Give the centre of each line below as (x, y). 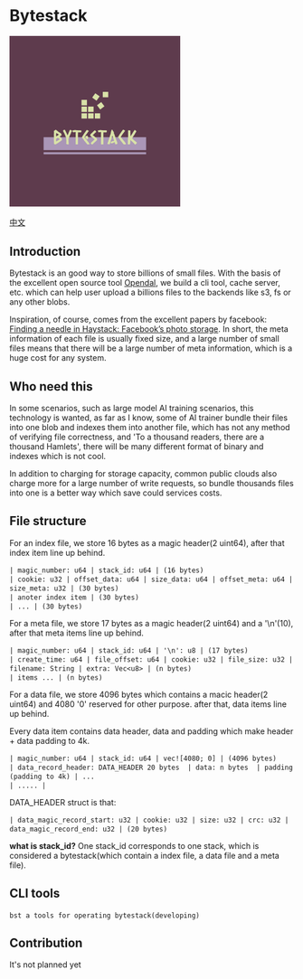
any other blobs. (40, 302)
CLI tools (35, 894)
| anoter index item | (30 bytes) (75, 598)
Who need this (51, 386)
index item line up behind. (57, 552)
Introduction (45, 251)
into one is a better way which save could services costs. (116, 493)
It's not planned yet (45, 965)
